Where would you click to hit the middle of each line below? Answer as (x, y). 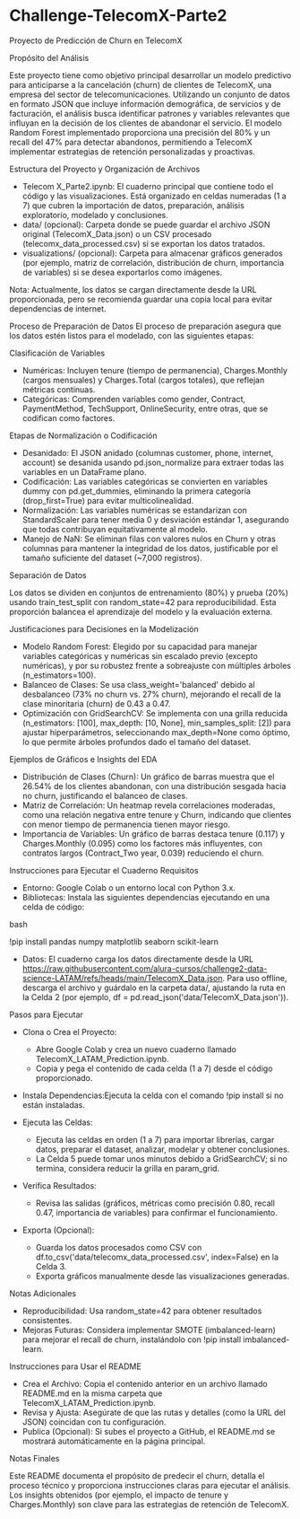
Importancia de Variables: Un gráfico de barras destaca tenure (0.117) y (153, 834)
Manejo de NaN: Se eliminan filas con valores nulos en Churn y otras (149, 539)
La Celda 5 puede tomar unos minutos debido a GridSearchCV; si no (162, 1158)
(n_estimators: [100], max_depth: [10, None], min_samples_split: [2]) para (156, 723)
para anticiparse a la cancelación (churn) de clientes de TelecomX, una (141, 84)
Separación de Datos (48, 575)
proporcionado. (64, 1077)
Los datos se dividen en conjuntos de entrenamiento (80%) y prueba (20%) (149, 593)
